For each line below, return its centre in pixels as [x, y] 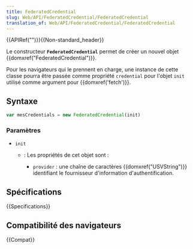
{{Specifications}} [28, 206]
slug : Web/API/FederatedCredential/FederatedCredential [77, 17]
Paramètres [23, 130]
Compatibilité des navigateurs [64, 225]
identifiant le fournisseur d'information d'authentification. [103, 173]
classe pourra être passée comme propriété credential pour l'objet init [95, 76]
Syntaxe [22, 101]
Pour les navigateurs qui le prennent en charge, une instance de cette [92, 70]
